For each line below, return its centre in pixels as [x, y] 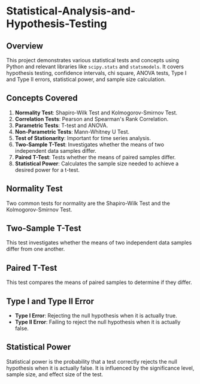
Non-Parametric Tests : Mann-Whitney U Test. [72, 131]
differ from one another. [36, 249]
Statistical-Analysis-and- [71, 11]
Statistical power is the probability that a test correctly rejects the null [92, 361]
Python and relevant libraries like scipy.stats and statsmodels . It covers [95, 66]
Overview [25, 46]
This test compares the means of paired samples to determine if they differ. [99, 282]
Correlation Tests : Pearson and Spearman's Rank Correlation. [92, 119]
